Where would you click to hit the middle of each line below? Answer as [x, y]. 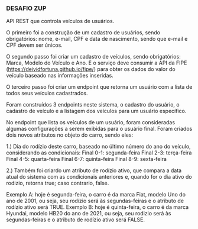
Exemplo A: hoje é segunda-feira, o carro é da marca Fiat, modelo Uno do [96, 195]
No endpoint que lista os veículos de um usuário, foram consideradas [91, 122]
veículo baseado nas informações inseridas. [60, 76]
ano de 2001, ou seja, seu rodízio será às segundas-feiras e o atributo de [95, 201]
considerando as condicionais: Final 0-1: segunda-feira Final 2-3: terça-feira [99, 153]
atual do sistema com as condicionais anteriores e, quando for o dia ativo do [99, 177]
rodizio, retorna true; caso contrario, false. [58, 183]
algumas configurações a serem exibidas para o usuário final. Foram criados [99, 129]
